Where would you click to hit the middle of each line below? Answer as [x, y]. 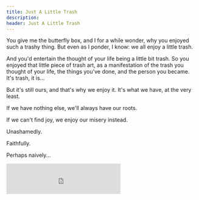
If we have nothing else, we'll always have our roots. [72, 108]
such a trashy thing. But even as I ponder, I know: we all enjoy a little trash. [100, 47]
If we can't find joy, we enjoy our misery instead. [67, 120]
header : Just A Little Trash [43, 23]
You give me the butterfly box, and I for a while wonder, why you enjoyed [98, 41]
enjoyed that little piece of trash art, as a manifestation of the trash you [95, 65]
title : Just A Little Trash [42, 12]
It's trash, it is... [26, 78]
